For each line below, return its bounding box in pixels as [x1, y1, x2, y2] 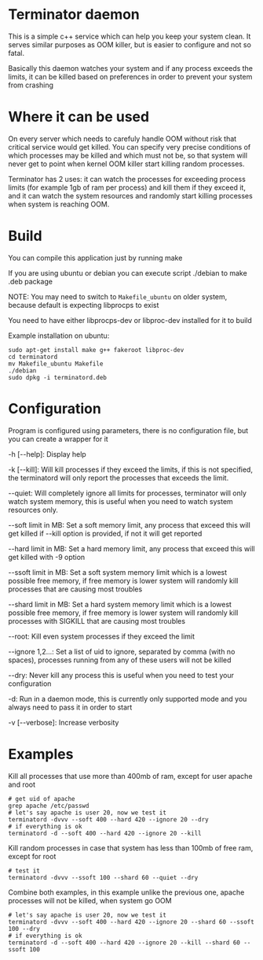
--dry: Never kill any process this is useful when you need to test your [8, 670, 234, 680]
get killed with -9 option [8, 552, 86, 562]
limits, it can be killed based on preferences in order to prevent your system [8, 72, 253, 81]
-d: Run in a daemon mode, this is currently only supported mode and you [8, 694, 247, 703]
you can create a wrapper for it [8, 434, 108, 443]
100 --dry [8, 925, 41, 932]
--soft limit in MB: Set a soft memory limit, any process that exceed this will [8, 520, 251, 529]
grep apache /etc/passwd [8, 802, 89, 810]
